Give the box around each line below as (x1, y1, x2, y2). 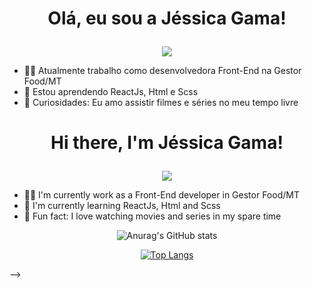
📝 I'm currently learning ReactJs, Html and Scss (23, 200, 221, 212)
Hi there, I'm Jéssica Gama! (50, 132, 284, 154)
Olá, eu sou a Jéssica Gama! (47, 7, 287, 30)
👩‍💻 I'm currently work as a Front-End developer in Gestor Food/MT (23, 189, 300, 201)
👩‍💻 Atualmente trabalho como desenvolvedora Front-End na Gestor (23, 65, 302, 77)
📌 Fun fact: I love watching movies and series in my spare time (23, 210, 282, 222)
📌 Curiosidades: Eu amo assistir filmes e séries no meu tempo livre (23, 97, 299, 109)
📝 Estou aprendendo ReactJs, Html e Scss (23, 86, 199, 98)
